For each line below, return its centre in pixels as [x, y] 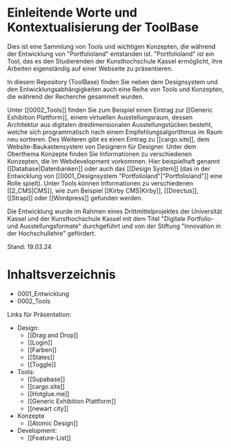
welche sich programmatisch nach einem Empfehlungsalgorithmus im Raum [115, 132]
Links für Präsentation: [39, 314]
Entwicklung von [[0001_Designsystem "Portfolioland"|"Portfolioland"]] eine [115, 176]
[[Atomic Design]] [52, 423]
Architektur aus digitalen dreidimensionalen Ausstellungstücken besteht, [110, 124]
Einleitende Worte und [72, 13]
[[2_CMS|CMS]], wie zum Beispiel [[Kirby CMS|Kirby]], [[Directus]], [103, 191]
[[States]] [41, 357]
